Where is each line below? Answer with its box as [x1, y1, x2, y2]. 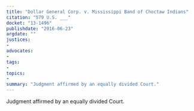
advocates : [6, 48, 34, 54]
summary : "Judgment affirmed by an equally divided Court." [6, 82, 160, 88]
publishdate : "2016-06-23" [6, 25, 74, 32]
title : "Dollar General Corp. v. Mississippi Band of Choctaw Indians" [6, 8, 189, 15]
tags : [6, 59, 20, 65]
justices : [6, 37, 31, 43]
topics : [6, 70, 26, 76]
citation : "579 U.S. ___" [6, 14, 71, 20]
